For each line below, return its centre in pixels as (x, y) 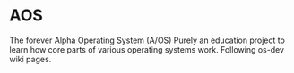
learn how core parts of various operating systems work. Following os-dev (147, 49)
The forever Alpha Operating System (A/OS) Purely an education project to (147, 40)
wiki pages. (30, 59)
